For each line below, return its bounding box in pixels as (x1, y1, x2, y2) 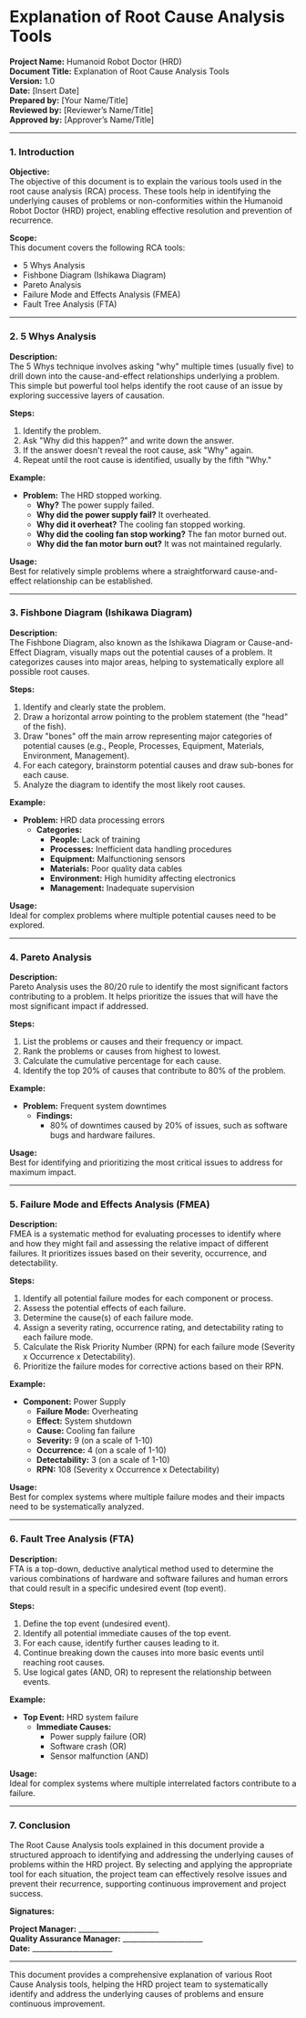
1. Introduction (9, 145, 75, 158)
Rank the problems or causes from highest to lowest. (22, 1046, 221, 1056)
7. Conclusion (9, 1819, 71, 1832)
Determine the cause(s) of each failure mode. (22, 1312, 194, 1323)
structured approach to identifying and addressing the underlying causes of (9, 1849, 294, 1860)
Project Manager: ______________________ (9, 1924, 159, 1935)
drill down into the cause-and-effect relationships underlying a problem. (9, 370, 280, 381)
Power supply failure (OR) (49, 1730, 147, 1741)
